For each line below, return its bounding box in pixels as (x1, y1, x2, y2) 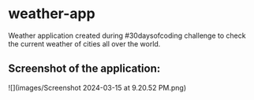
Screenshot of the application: (8, 62, 161, 76)
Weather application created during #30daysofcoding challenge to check (8, 31, 246, 40)
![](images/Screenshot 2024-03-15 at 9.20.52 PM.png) (8, 83, 187, 92)
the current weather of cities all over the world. (8, 39, 161, 48)
